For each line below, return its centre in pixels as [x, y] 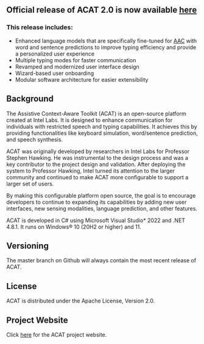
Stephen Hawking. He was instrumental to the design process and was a [97, 157]
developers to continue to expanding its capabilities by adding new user [97, 202]
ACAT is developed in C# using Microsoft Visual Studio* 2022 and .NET [96, 220]
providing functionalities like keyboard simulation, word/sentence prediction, [102, 133]
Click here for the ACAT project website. [57, 334]
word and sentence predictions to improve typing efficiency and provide [106, 47]
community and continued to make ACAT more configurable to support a [97, 177]
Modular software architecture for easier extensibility [82, 79]
